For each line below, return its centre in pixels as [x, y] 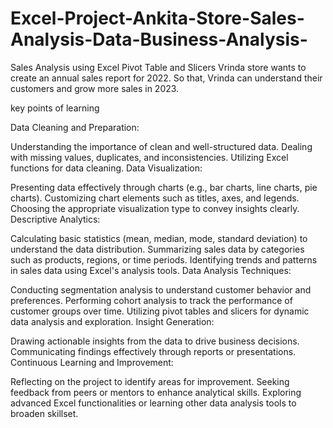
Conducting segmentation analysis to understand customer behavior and [161, 289]
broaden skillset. [44, 413]
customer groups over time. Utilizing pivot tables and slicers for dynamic [160, 311]
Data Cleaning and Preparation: [75, 127]
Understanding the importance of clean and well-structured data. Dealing [161, 146]
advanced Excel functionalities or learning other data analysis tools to [153, 403]
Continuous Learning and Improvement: [92, 362]
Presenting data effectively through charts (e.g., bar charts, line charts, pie [164, 187]
